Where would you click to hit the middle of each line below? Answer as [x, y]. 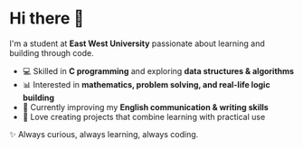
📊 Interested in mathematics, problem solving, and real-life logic [146, 84]
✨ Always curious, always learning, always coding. [104, 134]
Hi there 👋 [47, 19]
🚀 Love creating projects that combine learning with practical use [144, 116]
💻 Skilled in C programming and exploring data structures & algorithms [158, 70]
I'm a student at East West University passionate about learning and [137, 43]
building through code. [52, 52]
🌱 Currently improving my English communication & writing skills [145, 107]
